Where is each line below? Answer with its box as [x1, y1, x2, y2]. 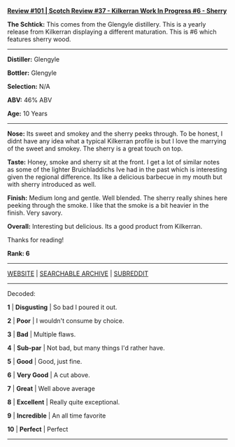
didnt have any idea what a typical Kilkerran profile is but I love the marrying [7, 137, 227, 145]
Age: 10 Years [7, 109, 48, 118]
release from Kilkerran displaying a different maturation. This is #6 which [7, 28, 217, 36]
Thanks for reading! [7, 236, 64, 244]
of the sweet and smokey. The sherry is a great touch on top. [7, 144, 183, 152]
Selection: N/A [7, 83, 50, 90]
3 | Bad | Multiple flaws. [7, 330, 76, 339]
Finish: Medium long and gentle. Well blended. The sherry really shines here [7, 194, 228, 202]
